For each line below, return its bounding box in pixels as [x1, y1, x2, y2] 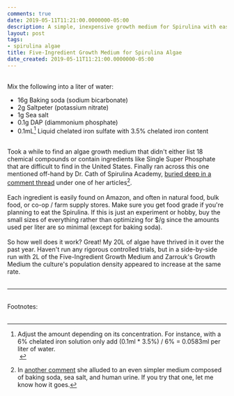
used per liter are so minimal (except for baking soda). [7, 223, 162, 231]
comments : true [7, 10, 52, 17]
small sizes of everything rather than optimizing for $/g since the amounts [7, 216, 219, 224]
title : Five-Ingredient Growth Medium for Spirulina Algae [7, 50, 182, 57]
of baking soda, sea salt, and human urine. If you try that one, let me [17, 373, 214, 381]
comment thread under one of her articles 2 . [7, 177, 132, 187]
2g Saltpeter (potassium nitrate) [17, 103, 109, 112]
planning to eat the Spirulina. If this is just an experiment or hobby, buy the [7, 208, 221, 217]
